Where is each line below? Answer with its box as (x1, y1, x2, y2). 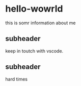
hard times (5, 76, 28, 82)
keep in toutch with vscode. (5, 48, 64, 54)
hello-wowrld (5, 3, 63, 15)
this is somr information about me (5, 20, 76, 26)
